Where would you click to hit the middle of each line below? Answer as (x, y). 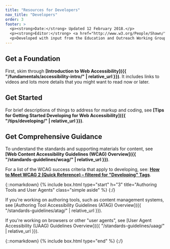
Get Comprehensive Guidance (54, 137)
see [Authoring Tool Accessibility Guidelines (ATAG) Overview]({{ (73, 205)
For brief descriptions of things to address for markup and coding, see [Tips (85, 110)
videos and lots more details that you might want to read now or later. (77, 82)
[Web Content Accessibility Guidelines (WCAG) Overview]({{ (71, 154)
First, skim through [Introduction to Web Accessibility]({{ (66, 71)
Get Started (24, 98)
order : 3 (14, 19)
